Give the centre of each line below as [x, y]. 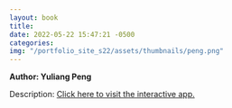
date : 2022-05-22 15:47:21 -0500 [72, 34]
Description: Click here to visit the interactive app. [102, 94]
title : [22, 26]
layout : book [34, 18]
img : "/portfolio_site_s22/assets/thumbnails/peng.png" [116, 51]
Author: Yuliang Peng [51, 76]
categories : [32, 43]
